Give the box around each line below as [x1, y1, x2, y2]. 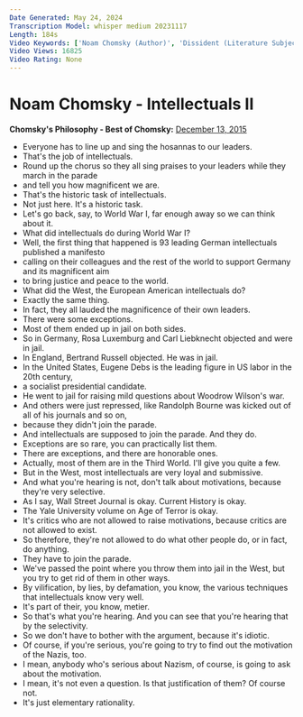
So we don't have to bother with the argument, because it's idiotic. [22, 630, 271, 640]
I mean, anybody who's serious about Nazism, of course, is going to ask [22, 658, 291, 669]
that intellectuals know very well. [22, 592, 144, 602]
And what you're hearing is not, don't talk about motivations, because [22, 476, 281, 487]
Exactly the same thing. [22, 294, 110, 305]
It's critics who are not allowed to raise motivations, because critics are [22, 515, 287, 526]
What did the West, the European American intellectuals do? [22, 285, 246, 296]
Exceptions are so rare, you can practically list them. [22, 438, 217, 449]
